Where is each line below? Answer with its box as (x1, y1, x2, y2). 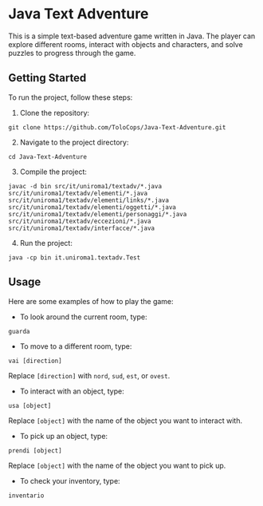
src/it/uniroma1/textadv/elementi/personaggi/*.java (8, 210, 187, 218)
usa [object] (8, 401, 52, 409)
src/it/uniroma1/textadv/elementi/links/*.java (8, 196, 170, 204)
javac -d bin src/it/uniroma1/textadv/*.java (8, 182, 162, 190)
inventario (8, 492, 45, 500)
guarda (8, 327, 30, 335)
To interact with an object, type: (19, 386, 125, 396)
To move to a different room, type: (19, 341, 132, 351)
